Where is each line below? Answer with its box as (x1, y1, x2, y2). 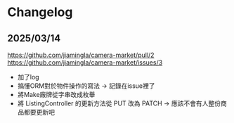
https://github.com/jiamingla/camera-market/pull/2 (7, 51, 155, 59)
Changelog (7, 4, 73, 20)
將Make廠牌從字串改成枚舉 (17, 91, 96, 98)
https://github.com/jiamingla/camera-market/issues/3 (7, 58, 163, 67)
